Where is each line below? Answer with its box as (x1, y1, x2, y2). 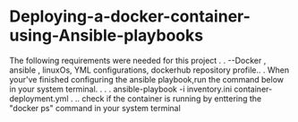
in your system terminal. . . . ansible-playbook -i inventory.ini (9, 83, 233, 94)
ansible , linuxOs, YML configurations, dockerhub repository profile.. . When (9, 65, 289, 75)
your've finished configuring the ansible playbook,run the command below (9, 74, 285, 84)
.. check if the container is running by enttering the (74, 92, 262, 104)
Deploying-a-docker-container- (9, 6, 251, 27)
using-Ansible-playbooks (9, 25, 204, 46)
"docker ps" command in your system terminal (9, 102, 181, 113)
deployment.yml (9, 92, 69, 104)
